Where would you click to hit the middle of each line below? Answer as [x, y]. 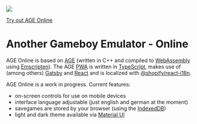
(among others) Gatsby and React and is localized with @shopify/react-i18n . [99, 73]
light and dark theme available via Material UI [70, 115]
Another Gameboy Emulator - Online [97, 44]
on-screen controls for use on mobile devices [70, 96]
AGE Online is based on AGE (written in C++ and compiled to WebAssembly [98, 60]
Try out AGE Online [29, 20]
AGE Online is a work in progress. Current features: [68, 84]
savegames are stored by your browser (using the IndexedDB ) [91, 108]
